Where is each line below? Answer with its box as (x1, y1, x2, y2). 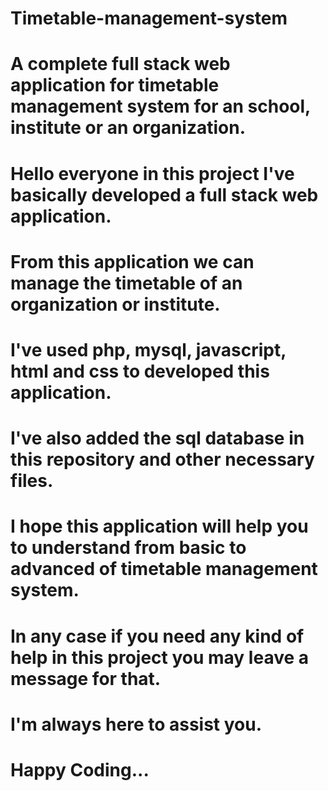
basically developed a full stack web (10, 183, 319, 206)
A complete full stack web (10, 53, 231, 76)
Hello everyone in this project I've (10, 162, 295, 185)
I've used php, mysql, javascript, (10, 338, 287, 361)
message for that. (10, 667, 162, 690)
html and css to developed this (10, 360, 270, 382)
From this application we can (10, 250, 255, 273)
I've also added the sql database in (10, 427, 305, 450)
